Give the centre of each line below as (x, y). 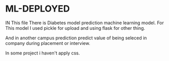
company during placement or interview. (48, 43)
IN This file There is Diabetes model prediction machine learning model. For (85, 23)
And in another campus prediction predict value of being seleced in (76, 38)
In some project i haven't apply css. (43, 53)
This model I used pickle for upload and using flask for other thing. (75, 28)
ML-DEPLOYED (38, 9)
